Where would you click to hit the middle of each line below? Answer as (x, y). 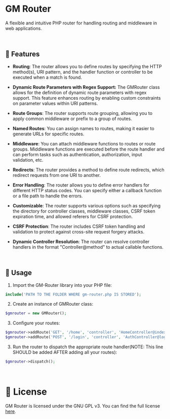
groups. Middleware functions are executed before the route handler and (89, 149)
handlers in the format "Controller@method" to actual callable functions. (88, 247)
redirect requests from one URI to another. (57, 175)
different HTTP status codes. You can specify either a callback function (87, 190)
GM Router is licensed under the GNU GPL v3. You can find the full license (83, 406)
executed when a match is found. (47, 77)
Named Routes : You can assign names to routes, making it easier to (83, 128)
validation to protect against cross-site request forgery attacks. (78, 231)
